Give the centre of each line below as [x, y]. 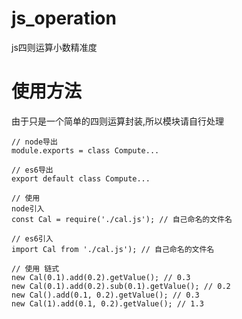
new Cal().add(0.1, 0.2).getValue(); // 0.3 [105, 295]
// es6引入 [32, 238]
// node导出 [34, 142]
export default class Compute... [81, 178]
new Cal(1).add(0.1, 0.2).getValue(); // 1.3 [107, 303]
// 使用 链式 [35, 268]
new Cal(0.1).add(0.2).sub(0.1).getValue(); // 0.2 [121, 286]
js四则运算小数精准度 [54, 47]
